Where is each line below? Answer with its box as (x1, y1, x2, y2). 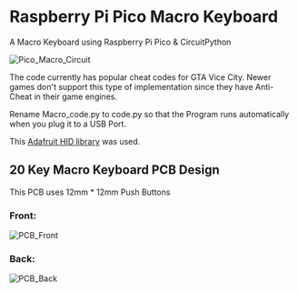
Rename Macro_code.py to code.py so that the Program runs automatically (9, 108, 290, 119)
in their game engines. (34, 91, 118, 102)
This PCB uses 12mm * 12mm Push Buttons (9, 186, 171, 197)
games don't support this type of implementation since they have (9, 81, 253, 92)
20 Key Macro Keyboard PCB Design (9, 162, 220, 178)
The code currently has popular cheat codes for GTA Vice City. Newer (9, 71, 272, 83)
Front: (9, 209, 37, 222)
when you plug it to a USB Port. (9, 118, 127, 129)
